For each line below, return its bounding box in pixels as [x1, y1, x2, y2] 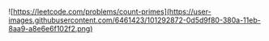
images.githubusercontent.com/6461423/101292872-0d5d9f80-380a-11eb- [8, 15, 261, 25]
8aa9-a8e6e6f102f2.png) [8, 24, 93, 33]
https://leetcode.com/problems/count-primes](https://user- [13, 7, 212, 16]
